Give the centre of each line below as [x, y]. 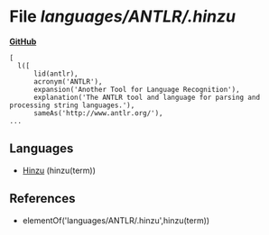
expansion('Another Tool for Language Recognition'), [137, 89]
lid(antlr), [56, 74]
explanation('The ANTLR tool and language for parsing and [146, 97]
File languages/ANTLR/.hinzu [123, 17]
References [42, 199]
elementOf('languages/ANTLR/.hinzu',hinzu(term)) [116, 220]
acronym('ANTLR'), [68, 81]
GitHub [23, 41]
